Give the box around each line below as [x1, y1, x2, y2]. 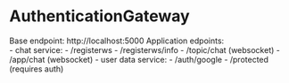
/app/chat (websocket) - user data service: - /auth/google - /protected [9, 54, 269, 64]
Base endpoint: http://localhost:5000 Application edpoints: [9, 35, 225, 46]
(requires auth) [9, 64, 64, 74]
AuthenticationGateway [9, 6, 190, 26]
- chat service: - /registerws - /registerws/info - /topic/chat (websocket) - [9, 44, 281, 55]
